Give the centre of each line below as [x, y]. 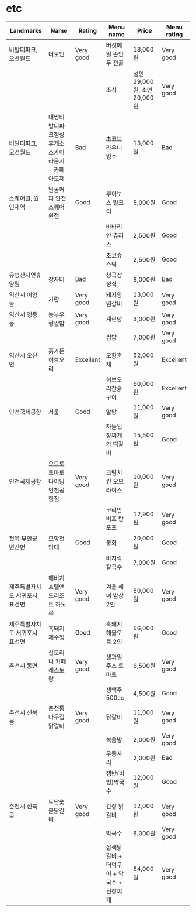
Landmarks [26, 30]
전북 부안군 [23, 539]
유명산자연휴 [25, 275]
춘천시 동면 [23, 666]
